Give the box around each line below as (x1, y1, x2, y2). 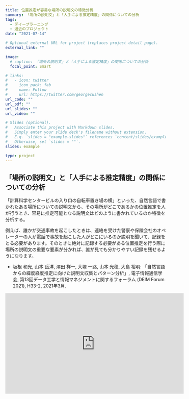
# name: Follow (5, 87, 47, 92)
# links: (5, 73, 24, 78)
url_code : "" (5, 96, 33, 102)
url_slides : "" (5, 106, 38, 111)
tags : (5, 17, 17, 22)
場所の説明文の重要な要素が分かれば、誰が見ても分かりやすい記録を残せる (5, 246, 161, 253)
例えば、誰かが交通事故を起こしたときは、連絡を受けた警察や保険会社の (5, 228, 157, 234)
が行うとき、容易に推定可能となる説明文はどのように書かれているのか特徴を (5, 210, 166, 216)
